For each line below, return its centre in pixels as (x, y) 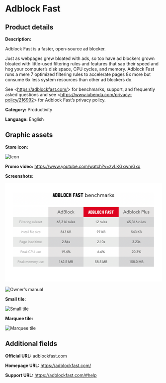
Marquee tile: (19, 318)
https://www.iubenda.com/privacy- (96, 95)
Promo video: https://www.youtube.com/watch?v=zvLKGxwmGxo (73, 166)
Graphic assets (29, 135)
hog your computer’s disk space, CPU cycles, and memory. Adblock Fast (80, 69)
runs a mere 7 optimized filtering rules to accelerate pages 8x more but (78, 74)
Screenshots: (19, 176)
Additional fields (31, 344)
